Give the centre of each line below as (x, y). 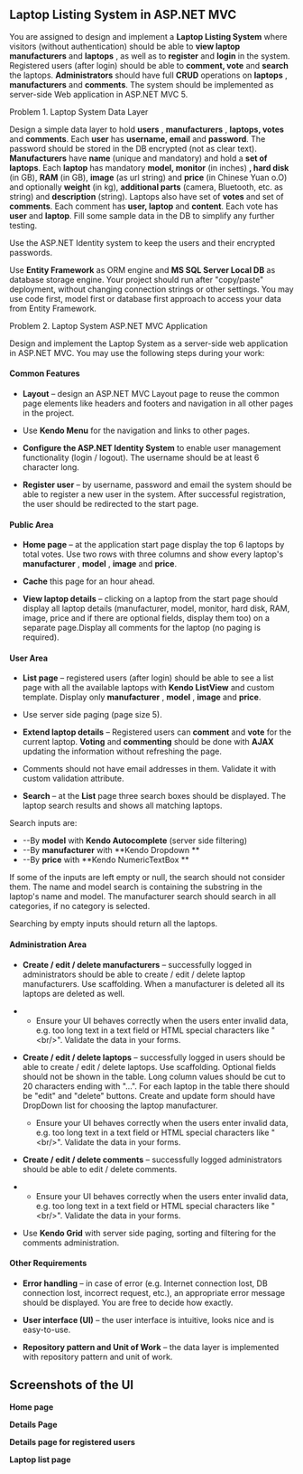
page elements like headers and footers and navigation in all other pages (158, 404)
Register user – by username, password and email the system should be (157, 485)
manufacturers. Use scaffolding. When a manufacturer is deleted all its (154, 983)
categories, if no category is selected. (80, 906)
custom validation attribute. (73, 779)
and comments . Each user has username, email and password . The (138, 138)
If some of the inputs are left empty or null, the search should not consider (147, 878)
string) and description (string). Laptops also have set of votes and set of (147, 196)
